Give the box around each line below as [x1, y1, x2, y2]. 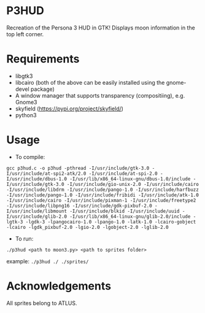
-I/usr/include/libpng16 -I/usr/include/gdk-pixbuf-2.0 [6, 203, 152, 209]
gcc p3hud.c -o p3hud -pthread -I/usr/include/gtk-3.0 [6, 165, 150, 171]
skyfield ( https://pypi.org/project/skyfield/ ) [15, 105, 124, 112]
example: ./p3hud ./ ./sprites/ [6, 257, 89, 265]
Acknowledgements [6, 279, 112, 293]
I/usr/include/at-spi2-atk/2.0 [6, 170, 87, 177]
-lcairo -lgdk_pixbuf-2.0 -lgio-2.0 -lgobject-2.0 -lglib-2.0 [6, 224, 169, 230]
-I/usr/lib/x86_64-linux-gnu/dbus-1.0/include [69, 176, 191, 182]
